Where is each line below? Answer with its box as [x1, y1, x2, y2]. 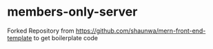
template [7, 33, 32, 42]
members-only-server [7, 4, 138, 20]
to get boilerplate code [33, 33, 99, 42]
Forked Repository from [7, 27, 74, 35]
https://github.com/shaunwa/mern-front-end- [75, 27, 206, 35]
